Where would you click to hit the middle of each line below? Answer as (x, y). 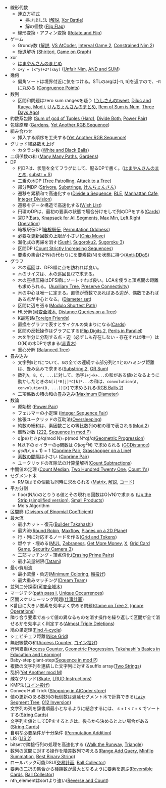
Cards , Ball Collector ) (32, 774)
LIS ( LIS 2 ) (21, 738)
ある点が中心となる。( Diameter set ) (54, 299)
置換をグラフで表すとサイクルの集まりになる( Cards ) (72, 324)
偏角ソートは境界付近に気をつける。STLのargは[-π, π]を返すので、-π (89, 81)
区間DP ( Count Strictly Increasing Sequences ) (65, 248)
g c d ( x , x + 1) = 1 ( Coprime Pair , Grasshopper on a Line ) (74, 450)
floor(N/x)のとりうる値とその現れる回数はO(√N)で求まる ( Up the (84, 494)
